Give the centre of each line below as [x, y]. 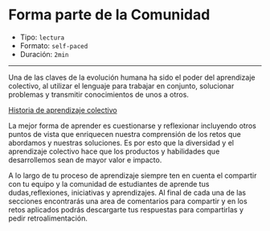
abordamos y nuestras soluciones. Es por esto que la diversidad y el [121, 142]
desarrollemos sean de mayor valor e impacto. [85, 159]
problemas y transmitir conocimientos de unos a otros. [98, 94]
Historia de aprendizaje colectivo [63, 109]
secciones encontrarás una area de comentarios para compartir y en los [128, 201]
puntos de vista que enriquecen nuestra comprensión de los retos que [125, 134]
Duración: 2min [44, 54]
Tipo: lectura [42, 37]
